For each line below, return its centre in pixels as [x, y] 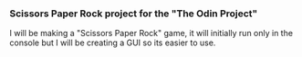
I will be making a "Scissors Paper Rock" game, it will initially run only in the [151, 33]
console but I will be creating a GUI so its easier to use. [113, 43]
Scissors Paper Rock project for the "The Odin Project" [134, 14]
